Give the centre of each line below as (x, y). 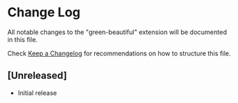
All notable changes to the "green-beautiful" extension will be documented (117, 32)
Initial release (37, 92)
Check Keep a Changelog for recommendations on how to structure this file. (119, 53)
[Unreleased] (37, 76)
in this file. (22, 39)
